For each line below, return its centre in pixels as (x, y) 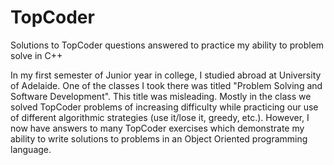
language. (31, 149)
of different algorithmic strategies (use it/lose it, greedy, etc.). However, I (160, 117)
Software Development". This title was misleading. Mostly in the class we (161, 96)
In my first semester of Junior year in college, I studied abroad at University (166, 75)
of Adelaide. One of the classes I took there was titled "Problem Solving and (166, 85)
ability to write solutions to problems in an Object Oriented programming (159, 138)
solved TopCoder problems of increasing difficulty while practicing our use (164, 107)
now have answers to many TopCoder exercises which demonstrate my (157, 128)
